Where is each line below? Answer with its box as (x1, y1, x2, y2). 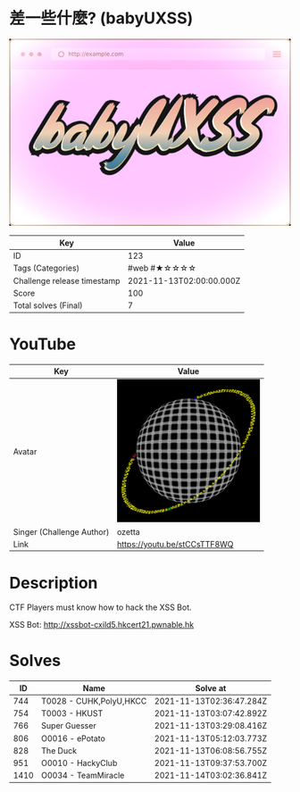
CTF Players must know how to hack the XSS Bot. (9, 602, 192, 613)
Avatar (12, 446, 37, 457)
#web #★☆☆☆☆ (128, 263, 196, 273)
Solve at (195, 682, 227, 693)
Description (9, 572, 98, 593)
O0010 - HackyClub (41, 758, 118, 769)
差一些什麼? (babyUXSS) (9, 8, 194, 29)
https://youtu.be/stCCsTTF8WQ (116, 538, 234, 549)
